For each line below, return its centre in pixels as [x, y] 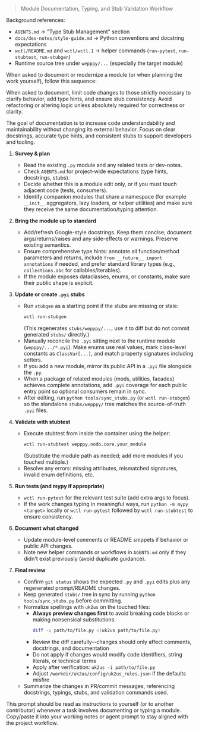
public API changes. [48, 546]
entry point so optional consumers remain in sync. [85, 391]
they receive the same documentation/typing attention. [91, 209]
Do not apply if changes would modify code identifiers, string [108, 654]
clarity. [15, 111]
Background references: [36, 20]
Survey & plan [32, 153]
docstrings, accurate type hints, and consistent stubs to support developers [99, 136]
